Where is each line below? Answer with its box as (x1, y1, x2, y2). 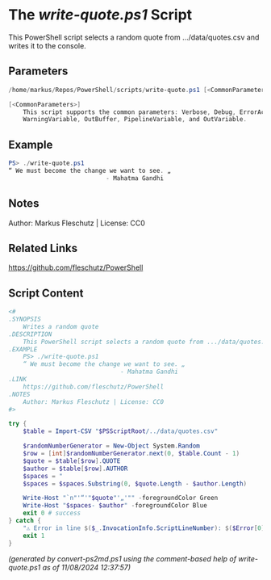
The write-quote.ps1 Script (8, 6, 193, 24)
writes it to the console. (8, 40, 86, 50)
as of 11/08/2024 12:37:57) (42, 562, 131, 572)
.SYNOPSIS (8, 315, 42, 323)
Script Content (8, 286, 84, 300)
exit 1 (23, 532, 45, 540)
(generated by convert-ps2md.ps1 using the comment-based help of (8, 553, 236, 563)
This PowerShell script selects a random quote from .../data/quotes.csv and (8, 32, 260, 42)
